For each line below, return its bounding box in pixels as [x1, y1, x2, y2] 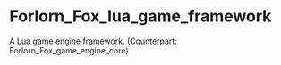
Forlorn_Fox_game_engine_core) [9, 45, 129, 55]
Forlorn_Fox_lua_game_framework [9, 6, 272, 27]
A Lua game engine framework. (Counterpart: [9, 36, 177, 46]
